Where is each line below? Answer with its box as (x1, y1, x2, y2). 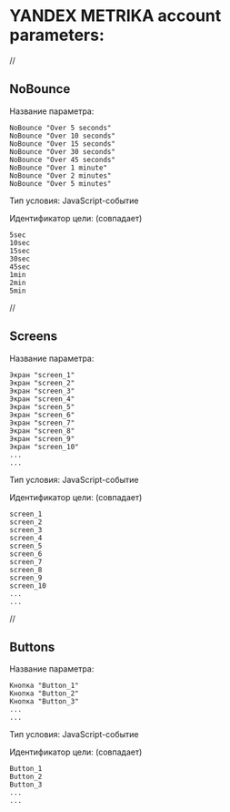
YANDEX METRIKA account (9, 5, 222, 26)
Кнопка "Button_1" (9, 681, 79, 691)
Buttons (9, 639, 55, 654)
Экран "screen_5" (9, 402, 75, 411)
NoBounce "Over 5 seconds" (9, 123, 112, 132)
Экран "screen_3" (9, 386, 75, 396)
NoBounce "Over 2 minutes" (9, 170, 112, 180)
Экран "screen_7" (9, 418, 75, 427)
